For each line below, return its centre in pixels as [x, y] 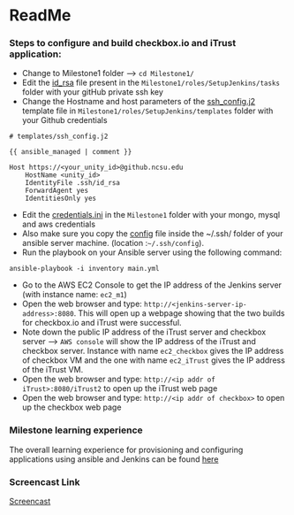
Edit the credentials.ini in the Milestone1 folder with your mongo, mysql [151, 215]
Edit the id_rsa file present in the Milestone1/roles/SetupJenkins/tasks [151, 83]
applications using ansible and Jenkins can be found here [114, 459]
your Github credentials [64, 120]
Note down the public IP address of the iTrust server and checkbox [144, 332]
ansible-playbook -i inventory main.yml [85, 269]
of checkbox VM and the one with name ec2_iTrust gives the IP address [153, 360]
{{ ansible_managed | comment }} [71, 152]
